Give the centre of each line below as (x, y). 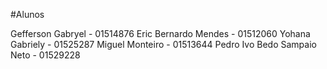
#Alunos (27, 14)
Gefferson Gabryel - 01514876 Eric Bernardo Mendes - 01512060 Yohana (160, 33)
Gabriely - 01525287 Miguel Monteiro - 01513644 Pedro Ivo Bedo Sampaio (163, 44)
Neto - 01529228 (45, 55)
